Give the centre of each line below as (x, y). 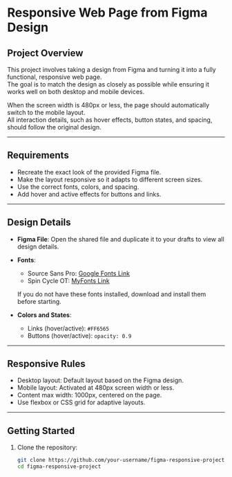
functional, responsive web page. (55, 77)
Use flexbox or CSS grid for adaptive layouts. (81, 402)
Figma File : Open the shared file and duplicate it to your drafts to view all (120, 239)
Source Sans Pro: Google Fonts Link (78, 273)
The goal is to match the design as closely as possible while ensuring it (108, 84)
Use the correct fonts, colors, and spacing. (78, 187)
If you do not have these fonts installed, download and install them (112, 294)
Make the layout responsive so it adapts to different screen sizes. (110, 179)
